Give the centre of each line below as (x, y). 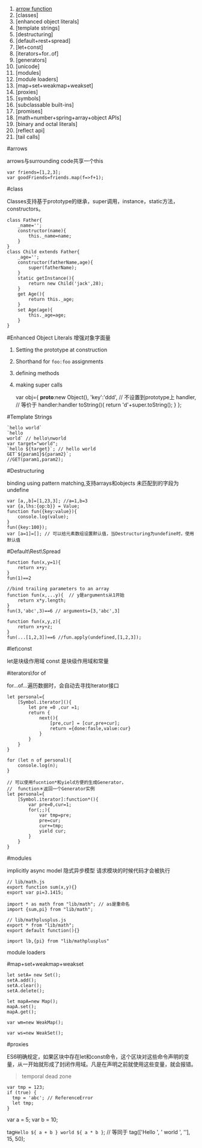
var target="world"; (33, 444)
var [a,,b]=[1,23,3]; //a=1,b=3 (47, 501)
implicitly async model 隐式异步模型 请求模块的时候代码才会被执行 (89, 870)
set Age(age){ (35, 310)
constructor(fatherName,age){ (56, 262)
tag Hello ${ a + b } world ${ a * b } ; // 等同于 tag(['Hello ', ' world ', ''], (99, 1132)
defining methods (37, 373)
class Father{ (25, 220)
